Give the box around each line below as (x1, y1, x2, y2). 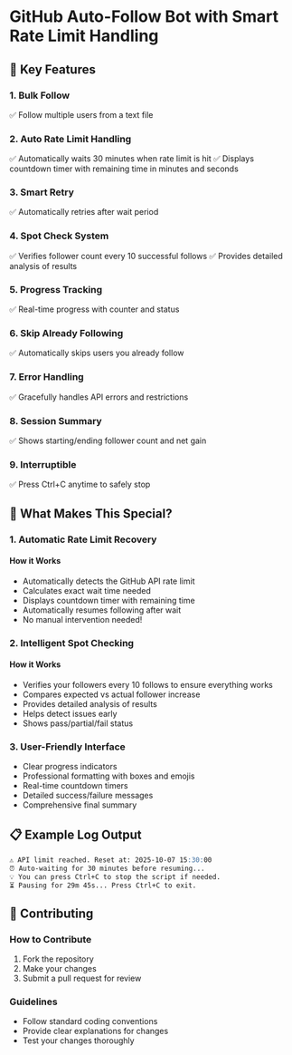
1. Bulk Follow (9, 89, 71, 102)
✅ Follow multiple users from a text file (9, 109, 154, 120)
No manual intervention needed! (22, 614, 143, 624)
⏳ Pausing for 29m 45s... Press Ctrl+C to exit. (9, 881, 197, 890)
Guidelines (9, 995, 58, 1008)
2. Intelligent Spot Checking (9, 636, 134, 649)
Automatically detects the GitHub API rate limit (22, 576, 195, 586)
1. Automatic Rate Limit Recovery (9, 533, 157, 546)
